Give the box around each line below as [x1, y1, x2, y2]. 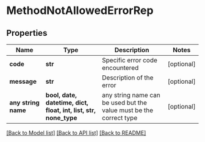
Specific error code [101, 56, 157, 64]
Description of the [101, 73, 154, 82]
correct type [101, 113, 138, 122]
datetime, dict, [45, 98, 88, 107]
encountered [101, 64, 139, 72]
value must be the [101, 106, 154, 114]
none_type [45, 113, 77, 122]
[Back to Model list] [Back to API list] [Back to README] [6, 129, 146, 137]
